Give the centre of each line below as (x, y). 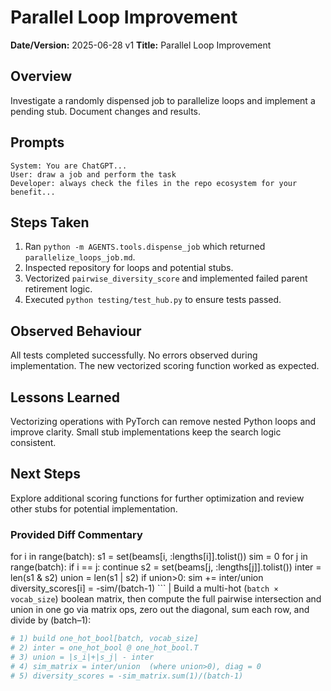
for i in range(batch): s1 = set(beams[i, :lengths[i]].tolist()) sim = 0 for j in (159, 557)
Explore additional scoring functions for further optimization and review (157, 498)
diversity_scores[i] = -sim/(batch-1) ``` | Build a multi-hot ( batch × (144, 588)
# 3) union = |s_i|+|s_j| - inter (82, 657)
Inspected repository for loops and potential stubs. (129, 268)
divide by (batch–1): (51, 620)
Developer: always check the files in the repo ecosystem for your (154, 183)
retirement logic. (58, 289)
